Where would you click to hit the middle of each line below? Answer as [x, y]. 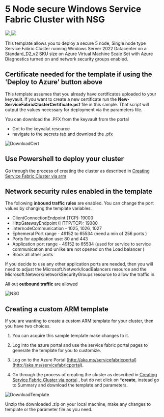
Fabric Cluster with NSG [55, 19]
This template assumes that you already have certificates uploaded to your [81, 94]
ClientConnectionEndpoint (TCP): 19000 [53, 218]
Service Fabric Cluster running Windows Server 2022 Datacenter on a [76, 48]
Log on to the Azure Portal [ [40, 360]
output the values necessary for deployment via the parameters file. [74, 110]
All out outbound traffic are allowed [41, 284]
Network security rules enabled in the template [79, 191]
